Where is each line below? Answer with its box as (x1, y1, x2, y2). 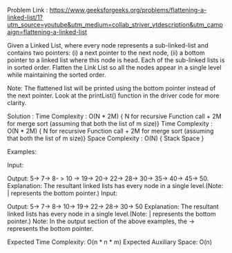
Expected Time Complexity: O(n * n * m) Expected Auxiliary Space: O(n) (7, 238, 213, 246)
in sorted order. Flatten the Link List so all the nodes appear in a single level (7, 64, 222, 71)
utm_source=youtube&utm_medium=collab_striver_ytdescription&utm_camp (7, 21, 223, 28)
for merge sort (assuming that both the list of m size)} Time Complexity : (7, 120, 213, 127)
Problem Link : (7, 6, 48, 14)
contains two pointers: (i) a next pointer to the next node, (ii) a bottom (7, 48, 205, 57)
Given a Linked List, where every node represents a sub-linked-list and (7, 41, 209, 49)
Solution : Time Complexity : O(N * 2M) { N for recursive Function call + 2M (7, 112, 222, 120)
